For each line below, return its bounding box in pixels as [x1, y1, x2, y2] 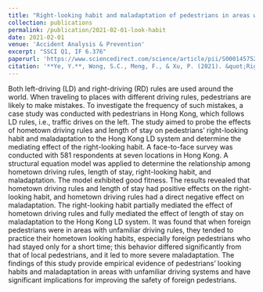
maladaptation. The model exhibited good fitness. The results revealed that [8, 175, 250, 185]
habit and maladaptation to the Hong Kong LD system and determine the [8, 134, 242, 143]
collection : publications [8, 19, 92, 27]
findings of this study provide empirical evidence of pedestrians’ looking [8, 258, 242, 268]
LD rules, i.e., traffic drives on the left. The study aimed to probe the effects [8, 117, 251, 126]
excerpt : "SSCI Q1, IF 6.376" [8, 48, 107, 56]
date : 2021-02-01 [8, 33, 65, 41]
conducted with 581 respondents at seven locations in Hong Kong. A [8, 150, 229, 160]
